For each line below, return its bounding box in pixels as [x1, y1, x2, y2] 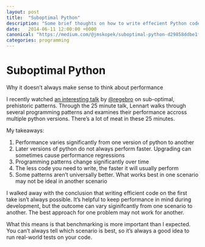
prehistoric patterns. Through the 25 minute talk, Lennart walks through [6, 102, 186, 109]
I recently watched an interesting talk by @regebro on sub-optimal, [6, 95, 175, 102]
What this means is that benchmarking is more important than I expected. [6, 220, 191, 227]
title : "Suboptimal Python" [6, 15, 81, 21]
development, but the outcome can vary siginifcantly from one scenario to [6, 202, 193, 209]
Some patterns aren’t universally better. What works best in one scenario [15, 171, 199, 178]
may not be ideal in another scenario [15, 177, 108, 185]
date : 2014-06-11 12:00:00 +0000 [6, 26, 97, 32]
